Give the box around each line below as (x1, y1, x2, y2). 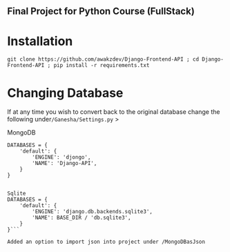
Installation (7, 33, 73, 49)
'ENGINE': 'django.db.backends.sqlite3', (32, 209, 153, 215)
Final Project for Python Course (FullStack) (7, 6, 195, 17)
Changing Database (7, 85, 124, 101)
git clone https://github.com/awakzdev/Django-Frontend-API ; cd (7, 56, 199, 63)
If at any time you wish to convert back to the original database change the (7, 108, 220, 116)
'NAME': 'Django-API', (32, 160, 97, 167)
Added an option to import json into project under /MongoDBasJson (7, 238, 206, 246)
